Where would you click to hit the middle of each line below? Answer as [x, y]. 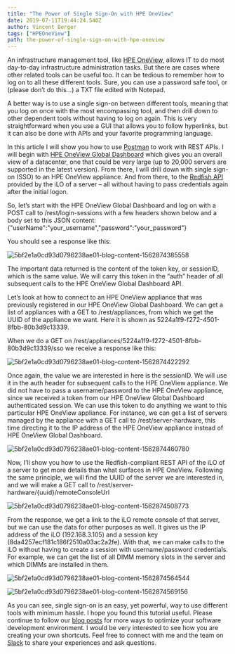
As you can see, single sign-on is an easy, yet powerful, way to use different [117, 605]
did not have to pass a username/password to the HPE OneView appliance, [115, 390]
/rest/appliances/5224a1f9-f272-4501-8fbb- [137, 341]
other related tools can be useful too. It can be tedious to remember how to [116, 75]
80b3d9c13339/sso [36, 348]
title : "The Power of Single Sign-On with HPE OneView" [90, 14]
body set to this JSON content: [52, 220]
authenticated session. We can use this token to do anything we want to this [117, 406]
